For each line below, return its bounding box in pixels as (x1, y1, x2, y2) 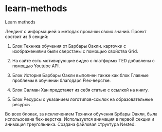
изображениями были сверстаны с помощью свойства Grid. (12, 48, 139, 54)
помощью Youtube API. (12, 63, 60, 69)
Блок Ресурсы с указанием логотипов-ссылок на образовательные (12, 96, 153, 102)
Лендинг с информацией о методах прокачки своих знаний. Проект (5, 28, 147, 34)
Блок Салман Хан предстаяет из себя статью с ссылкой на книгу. (12, 87, 149, 93)
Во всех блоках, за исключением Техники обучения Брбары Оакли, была (5, 111, 158, 117)
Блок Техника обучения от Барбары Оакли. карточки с (12, 43, 126, 49)
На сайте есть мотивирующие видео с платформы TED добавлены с (12, 57, 155, 63)
